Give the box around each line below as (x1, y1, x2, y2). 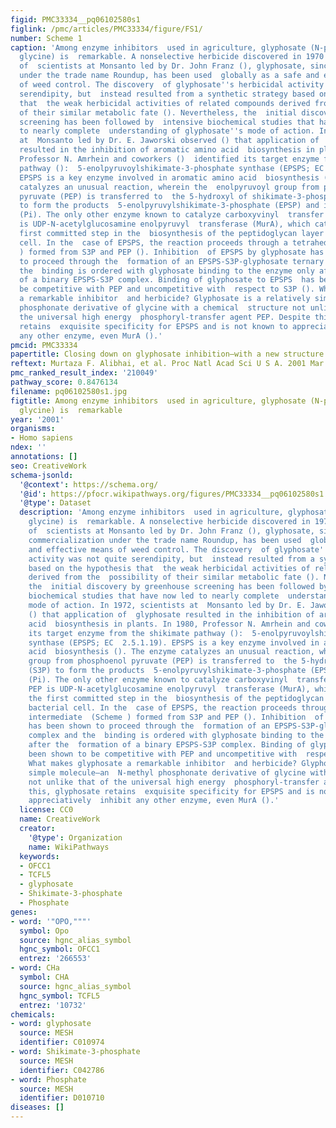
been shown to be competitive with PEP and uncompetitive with (28, 749, 298, 759)
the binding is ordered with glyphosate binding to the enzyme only (19, 266, 315, 276)
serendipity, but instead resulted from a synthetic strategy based (19, 89, 315, 99)
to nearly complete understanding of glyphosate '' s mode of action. (19, 126, 315, 136)
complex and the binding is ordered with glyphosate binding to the (28, 731, 325, 741)
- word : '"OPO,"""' (10, 916, 92, 926)
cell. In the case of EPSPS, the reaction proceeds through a (19, 237, 288, 248)
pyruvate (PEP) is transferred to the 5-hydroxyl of (19, 191, 248, 201)
